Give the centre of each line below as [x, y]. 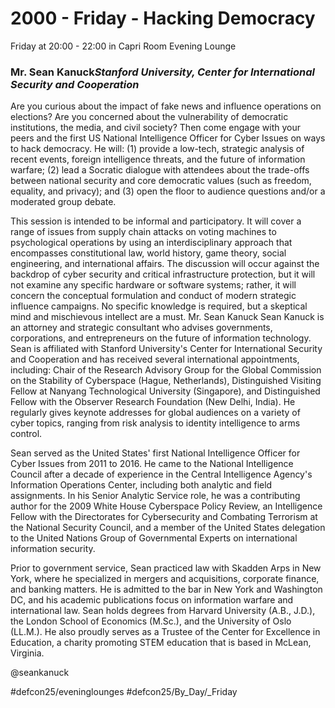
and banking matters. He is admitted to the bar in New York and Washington [166, 589]
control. [26, 434]
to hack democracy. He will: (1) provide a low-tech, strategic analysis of [157, 149]
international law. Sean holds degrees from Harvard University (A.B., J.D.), [163, 611]
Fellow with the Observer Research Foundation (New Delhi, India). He [153, 402]
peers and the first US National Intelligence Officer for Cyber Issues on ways [168, 138]
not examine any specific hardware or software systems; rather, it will [153, 285]
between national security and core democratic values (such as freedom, [161, 181]
